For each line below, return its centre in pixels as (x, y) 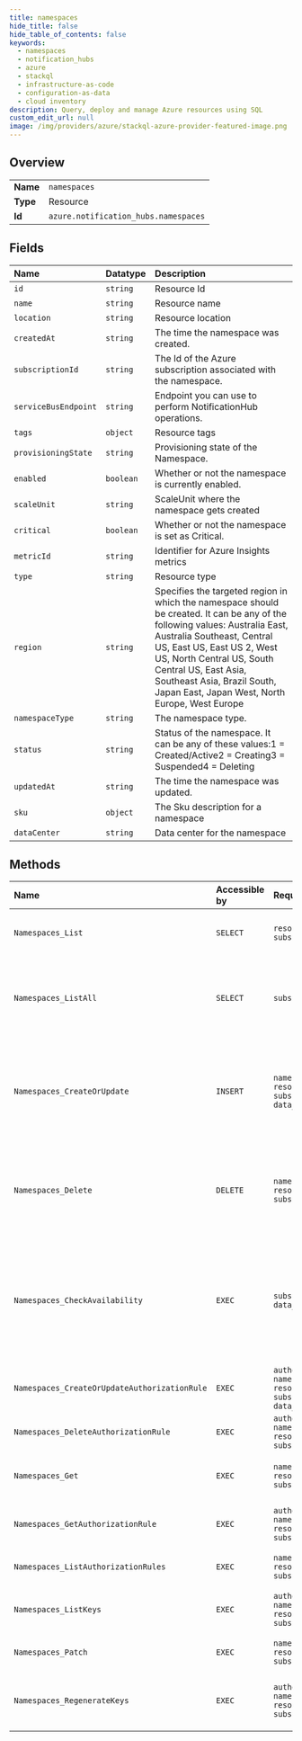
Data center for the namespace (220, 833)
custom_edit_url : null (52, 118)
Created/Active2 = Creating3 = (220, 754)
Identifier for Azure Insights (212, 550)
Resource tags (185, 433)
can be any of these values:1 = (220, 744)
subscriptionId (46, 369)
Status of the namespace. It (213, 732)
